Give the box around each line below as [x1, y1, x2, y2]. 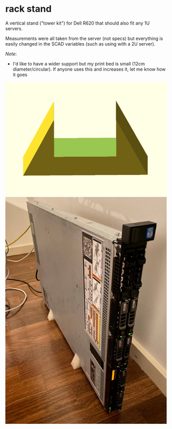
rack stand [5, 3, 52, 15]
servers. [5, 25, 23, 31]
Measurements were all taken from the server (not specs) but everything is [5, 35, 163, 41]
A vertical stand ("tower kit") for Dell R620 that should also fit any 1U [5, 20, 150, 26]
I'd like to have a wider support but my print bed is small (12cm [12, 60, 145, 67]
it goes [12, 71, 28, 77]
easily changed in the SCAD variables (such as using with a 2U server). [5, 40, 156, 47]
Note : [5, 51, 17, 57]
